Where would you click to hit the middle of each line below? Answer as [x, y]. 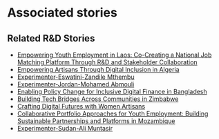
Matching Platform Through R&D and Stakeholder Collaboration [107, 62]
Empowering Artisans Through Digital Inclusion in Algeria [98, 69]
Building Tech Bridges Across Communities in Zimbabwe [98, 99]
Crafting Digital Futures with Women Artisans [81, 106]
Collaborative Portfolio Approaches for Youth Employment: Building [113, 113]
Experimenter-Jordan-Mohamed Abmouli [76, 84]
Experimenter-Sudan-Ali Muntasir [65, 128]
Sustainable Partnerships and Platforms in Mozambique [96, 121]
